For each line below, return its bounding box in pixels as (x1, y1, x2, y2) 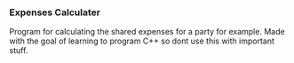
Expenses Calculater (9, 6, 100, 19)
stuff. (9, 45, 28, 56)
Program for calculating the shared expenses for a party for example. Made (9, 27, 286, 37)
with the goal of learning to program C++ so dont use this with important (9, 35, 275, 46)
